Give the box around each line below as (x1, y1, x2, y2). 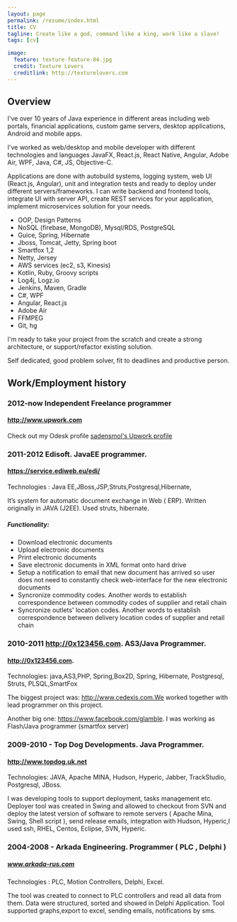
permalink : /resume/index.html (7, 17, 100, 24)
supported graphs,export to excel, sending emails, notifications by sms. (7, 906, 216, 915)
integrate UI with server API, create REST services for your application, (7, 194, 214, 203)
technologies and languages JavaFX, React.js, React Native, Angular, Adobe (7, 150, 229, 160)
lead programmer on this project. (7, 701, 104, 709)
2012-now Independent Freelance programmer (7, 398, 172, 408)
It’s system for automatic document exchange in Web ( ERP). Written (7, 496, 207, 505)
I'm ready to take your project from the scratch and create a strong (7, 335, 202, 344)
